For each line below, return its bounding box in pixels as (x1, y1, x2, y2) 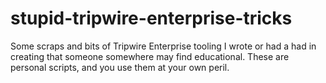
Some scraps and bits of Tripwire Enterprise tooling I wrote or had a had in (10, 40, 317, 52)
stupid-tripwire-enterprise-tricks (10, 7, 293, 30)
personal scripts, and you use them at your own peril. (10, 61, 230, 73)
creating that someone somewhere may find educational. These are (10, 50, 290, 62)
